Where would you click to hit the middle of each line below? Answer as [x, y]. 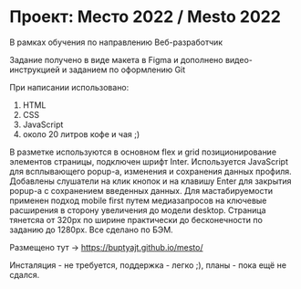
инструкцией [35, 70]
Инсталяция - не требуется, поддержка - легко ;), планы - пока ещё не [148, 265]
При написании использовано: [69, 87]
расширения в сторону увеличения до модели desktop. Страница [138, 210]
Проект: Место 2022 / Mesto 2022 [145, 17]
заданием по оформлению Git [127, 70]
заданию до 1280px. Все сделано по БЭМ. [91, 230]
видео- [239, 59]
